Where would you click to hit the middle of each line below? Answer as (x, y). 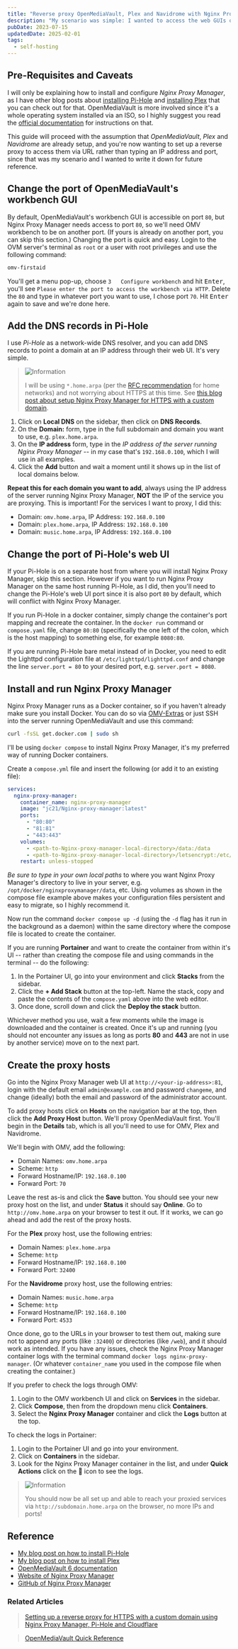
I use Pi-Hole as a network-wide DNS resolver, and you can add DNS (108, 343)
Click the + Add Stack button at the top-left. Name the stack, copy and (121, 992)
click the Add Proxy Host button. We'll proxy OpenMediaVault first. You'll (114, 1118)
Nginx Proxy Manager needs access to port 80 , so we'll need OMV (104, 225)
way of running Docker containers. (58, 754)
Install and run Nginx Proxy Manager (90, 689)
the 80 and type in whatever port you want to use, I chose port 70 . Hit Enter (118, 296)
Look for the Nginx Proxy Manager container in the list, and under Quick (123, 1464)
